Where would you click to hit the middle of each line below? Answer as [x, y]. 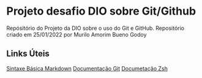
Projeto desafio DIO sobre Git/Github [101, 11]
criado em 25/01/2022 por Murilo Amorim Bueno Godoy [77, 34]
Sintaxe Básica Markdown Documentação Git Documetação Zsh [87, 68]
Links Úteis [28, 54]
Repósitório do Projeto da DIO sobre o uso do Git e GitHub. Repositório [95, 28]
